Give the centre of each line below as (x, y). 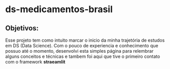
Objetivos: (22, 28)
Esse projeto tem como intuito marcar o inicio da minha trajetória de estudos (85, 40)
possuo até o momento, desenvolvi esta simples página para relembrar (79, 51)
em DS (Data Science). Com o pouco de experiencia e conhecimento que (82, 46)
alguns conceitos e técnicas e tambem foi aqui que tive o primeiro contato (83, 56)
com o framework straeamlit (35, 62)
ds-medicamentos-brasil (59, 9)
